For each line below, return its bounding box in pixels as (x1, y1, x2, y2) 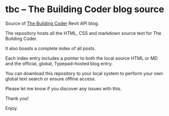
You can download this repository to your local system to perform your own (5, 70, 163, 76)
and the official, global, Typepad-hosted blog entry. (5, 60, 113, 66)
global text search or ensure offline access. (5, 75, 96, 82)
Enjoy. (5, 105, 18, 111)
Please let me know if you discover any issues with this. (5, 85, 122, 92)
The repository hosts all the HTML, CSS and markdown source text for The (5, 30, 161, 36)
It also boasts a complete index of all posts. (5, 45, 96, 51)
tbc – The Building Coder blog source (5, 4, 164, 15)
